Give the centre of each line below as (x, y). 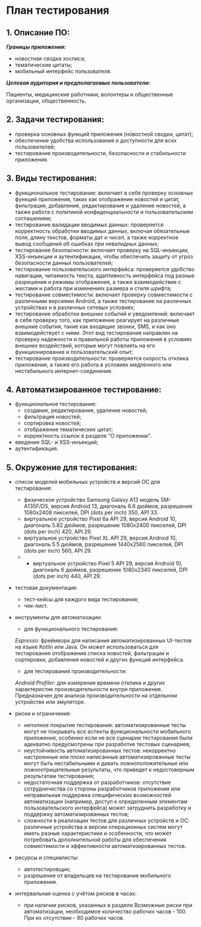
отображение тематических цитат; (68, 429)
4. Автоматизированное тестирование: (84, 390)
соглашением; (33, 218)
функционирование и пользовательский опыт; (74, 352)
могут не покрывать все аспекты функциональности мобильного (107, 732)
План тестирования (58, 10)
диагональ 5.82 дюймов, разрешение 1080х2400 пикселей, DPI (105, 525)
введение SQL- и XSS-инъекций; (57, 442)
